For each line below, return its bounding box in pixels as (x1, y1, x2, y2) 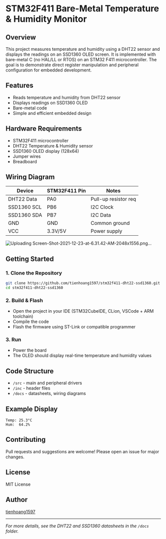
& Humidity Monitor (5, 13, 87, 25)
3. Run (5, 336, 22, 343)
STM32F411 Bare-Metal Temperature (5, 3, 160, 14)
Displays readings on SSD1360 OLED (12, 100, 88, 106)
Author (5, 496, 28, 504)
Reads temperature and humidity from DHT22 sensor (12, 94, 121, 100)
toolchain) (12, 314, 33, 320)
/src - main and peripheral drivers (12, 380, 82, 386)
